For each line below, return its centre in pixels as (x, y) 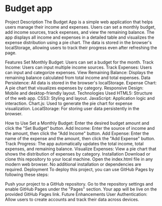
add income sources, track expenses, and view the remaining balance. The (80, 32)
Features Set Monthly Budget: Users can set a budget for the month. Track (79, 62)
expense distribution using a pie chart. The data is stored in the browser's (79, 42)
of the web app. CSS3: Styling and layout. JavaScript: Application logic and (80, 98)
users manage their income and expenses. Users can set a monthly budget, (80, 27)
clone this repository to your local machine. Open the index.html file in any (79, 159)
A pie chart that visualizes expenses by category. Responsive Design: (74, 88)
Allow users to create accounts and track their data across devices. (72, 199)
